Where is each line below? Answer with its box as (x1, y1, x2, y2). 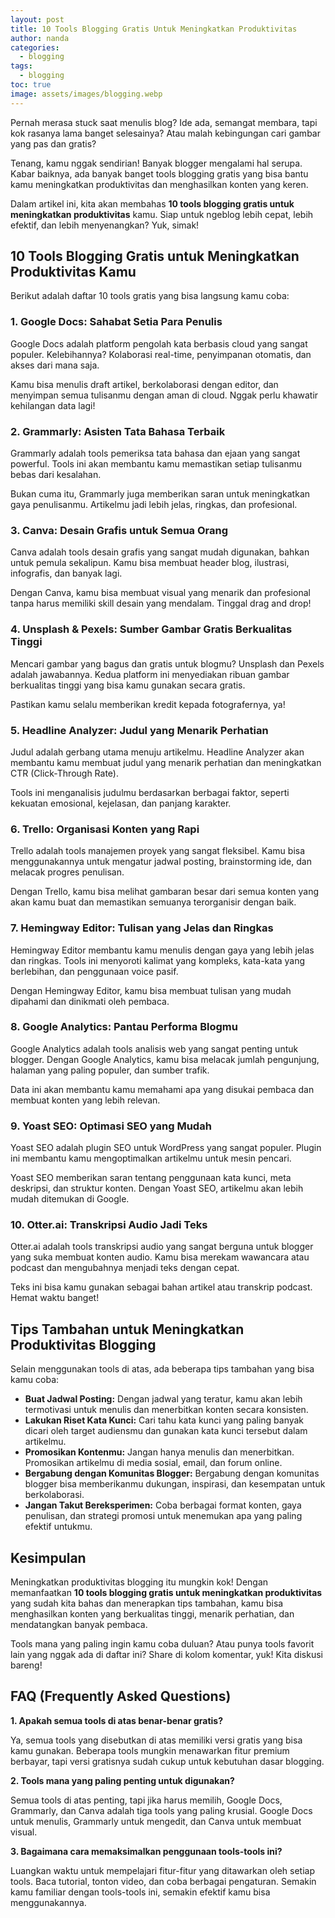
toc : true (10, 80, 52, 90)
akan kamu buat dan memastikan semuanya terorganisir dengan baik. (10, 896, 297, 908)
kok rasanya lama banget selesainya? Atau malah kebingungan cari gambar (10, 127, 321, 139)
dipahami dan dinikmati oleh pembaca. (10, 995, 170, 1007)
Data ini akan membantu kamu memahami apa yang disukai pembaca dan (10, 1083, 315, 1095)
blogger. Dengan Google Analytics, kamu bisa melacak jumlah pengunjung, (10, 1053, 320, 1065)
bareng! (10, 1659, 43, 1671)
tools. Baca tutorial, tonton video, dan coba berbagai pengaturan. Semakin (10, 1875, 317, 1887)
